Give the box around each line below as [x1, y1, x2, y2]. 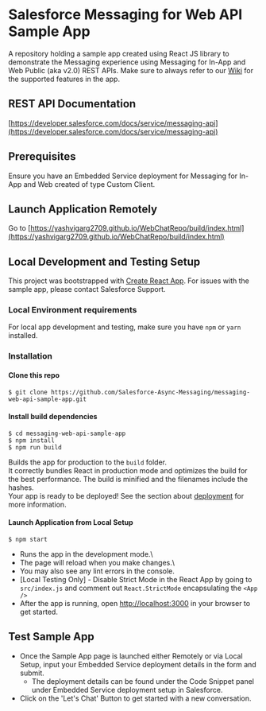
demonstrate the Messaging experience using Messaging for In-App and [8, 57, 246, 67]
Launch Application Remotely [8, 202, 157, 216]
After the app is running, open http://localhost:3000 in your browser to [19, 599, 251, 608]
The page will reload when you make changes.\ [19, 558, 175, 568]
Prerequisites [8, 150, 76, 164]
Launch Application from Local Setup [8, 518, 133, 527]
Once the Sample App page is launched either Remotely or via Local [19, 651, 244, 661]
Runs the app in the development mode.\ [19, 550, 153, 559]
